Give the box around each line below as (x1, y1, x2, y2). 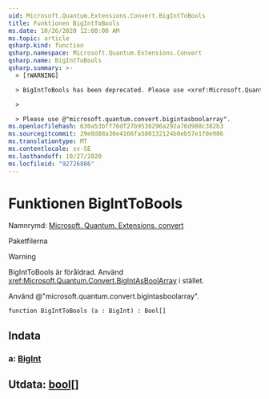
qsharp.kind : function (8, 42, 84, 50)
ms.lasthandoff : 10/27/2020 (8, 152, 102, 161)
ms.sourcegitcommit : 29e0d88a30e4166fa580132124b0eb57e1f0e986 (8, 130, 224, 138)
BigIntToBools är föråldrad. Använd (8, 267, 124, 277)
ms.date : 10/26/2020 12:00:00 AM (8, 26, 120, 35)
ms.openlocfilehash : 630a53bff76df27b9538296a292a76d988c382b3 (8, 122, 224, 131)
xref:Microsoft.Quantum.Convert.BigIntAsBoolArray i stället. (8, 276, 205, 286)
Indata (8, 328, 42, 342)
